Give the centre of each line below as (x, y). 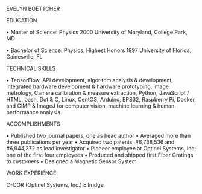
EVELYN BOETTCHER (33, 9)
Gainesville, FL (24, 57)
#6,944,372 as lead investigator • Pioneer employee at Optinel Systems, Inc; (101, 148)
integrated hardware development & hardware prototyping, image (87, 86)
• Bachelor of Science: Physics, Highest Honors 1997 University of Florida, (99, 50)
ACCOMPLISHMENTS (33, 124)
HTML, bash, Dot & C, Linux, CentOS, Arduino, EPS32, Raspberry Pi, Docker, (101, 99)
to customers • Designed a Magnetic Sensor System (71, 161)
